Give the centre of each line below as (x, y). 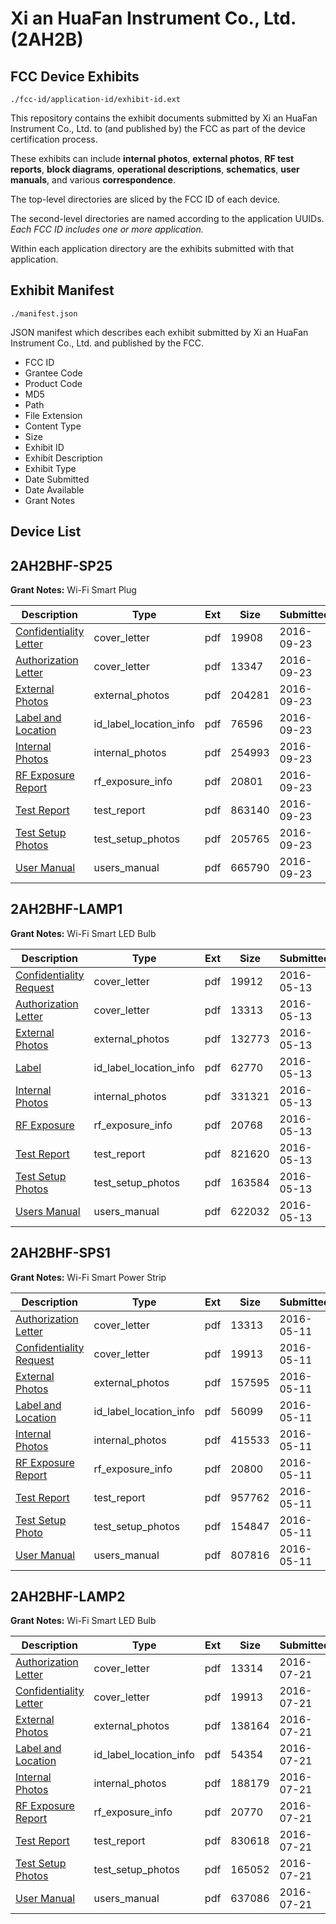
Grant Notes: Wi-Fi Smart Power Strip (88, 1277)
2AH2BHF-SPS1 (60, 1253)
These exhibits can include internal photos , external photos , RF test (152, 158)
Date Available (54, 489)
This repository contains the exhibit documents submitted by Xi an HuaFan (164, 118)
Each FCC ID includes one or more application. (107, 229)
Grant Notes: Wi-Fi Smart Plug (73, 590)
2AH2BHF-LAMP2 (68, 1597)
